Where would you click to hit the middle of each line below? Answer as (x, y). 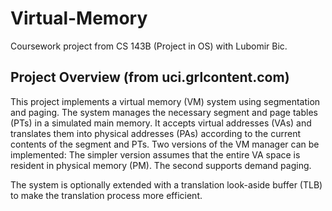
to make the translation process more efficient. (106, 195)
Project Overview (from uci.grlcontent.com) (150, 77)
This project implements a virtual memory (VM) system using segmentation (165, 101)
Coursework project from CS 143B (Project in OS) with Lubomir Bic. (149, 46)
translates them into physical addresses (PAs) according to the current (156, 133)
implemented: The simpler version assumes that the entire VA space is (155, 154)
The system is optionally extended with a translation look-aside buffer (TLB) (166, 184)
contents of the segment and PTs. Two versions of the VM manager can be (165, 144)
